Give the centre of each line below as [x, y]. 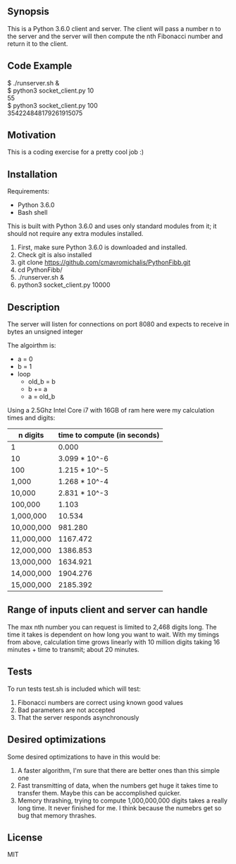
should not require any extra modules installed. [75, 234]
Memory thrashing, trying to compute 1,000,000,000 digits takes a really [122, 800]
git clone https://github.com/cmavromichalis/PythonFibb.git [104, 262]
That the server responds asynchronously [78, 717]
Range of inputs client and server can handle [107, 610]
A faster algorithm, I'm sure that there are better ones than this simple [118, 770]
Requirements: [28, 191]
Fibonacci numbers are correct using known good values [100, 702]
